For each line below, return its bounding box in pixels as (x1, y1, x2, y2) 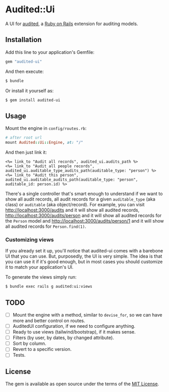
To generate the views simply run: (5, 274, 77, 280)
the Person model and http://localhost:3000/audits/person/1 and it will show (5, 218, 164, 224)
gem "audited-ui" (5, 59, 42, 64)
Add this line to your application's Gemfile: (5, 49, 94, 55)
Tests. (12, 352, 26, 358)
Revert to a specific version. (12, 346, 72, 352)
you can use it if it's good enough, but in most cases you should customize (5, 259, 163, 265)
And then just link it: (5, 149, 47, 155)
